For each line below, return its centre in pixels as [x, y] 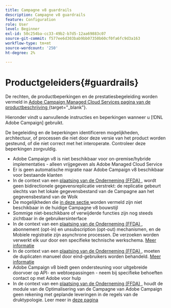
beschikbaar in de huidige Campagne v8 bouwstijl [65, 208]
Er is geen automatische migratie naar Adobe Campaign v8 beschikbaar [88, 170]
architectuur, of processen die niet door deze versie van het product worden [86, 138]
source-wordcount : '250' [32, 48]
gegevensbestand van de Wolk [45, 197]
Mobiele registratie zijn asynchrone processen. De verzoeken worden [86, 235]
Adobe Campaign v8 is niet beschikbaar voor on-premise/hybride [82, 159]
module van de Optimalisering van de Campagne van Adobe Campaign [87, 289]
